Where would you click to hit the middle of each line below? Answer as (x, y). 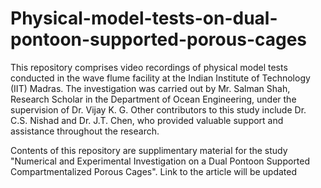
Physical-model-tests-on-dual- (144, 18)
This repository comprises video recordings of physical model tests (149, 67)
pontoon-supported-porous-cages (159, 39)
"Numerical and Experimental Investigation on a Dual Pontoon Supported (160, 161)
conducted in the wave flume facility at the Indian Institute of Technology (160, 78)
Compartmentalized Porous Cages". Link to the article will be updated (154, 171)
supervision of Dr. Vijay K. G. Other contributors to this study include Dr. (158, 109)
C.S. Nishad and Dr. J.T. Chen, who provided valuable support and (147, 120)
